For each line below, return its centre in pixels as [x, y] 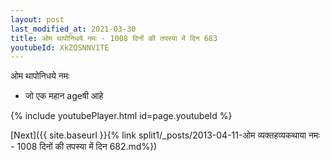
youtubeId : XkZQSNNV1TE [60, 47]
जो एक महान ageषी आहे [64, 96]
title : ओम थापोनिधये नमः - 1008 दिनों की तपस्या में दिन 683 [114, 38]
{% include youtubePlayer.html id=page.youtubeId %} [121, 116]
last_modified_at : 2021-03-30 [73, 29]
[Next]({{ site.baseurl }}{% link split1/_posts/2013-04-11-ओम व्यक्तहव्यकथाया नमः [165, 135]
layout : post [37, 19]
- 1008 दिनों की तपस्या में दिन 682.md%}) [84, 147]
